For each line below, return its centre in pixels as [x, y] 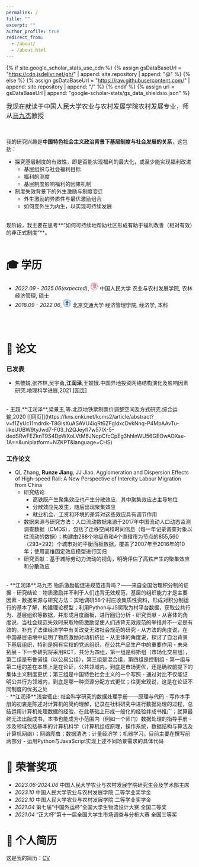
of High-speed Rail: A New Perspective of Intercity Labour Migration [98, 479]
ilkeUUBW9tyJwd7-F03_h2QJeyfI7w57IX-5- [60, 430]
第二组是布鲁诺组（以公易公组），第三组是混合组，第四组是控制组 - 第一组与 [98, 659]
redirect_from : [25, 38]
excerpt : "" [21, 25]
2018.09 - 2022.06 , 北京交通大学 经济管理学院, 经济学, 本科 [92, 305]
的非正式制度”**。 [28, 232]
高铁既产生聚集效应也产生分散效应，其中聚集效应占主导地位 [105, 499]
